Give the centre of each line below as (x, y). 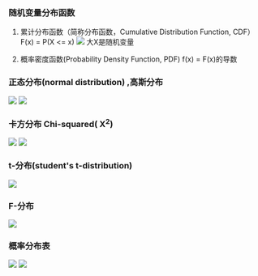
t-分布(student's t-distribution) (71, 166)
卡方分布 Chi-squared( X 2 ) (61, 123)
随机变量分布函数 (42, 12)
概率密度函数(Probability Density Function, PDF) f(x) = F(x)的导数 (129, 59)
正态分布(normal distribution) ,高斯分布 (86, 83)
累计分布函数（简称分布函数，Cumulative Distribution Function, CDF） (137, 32)
